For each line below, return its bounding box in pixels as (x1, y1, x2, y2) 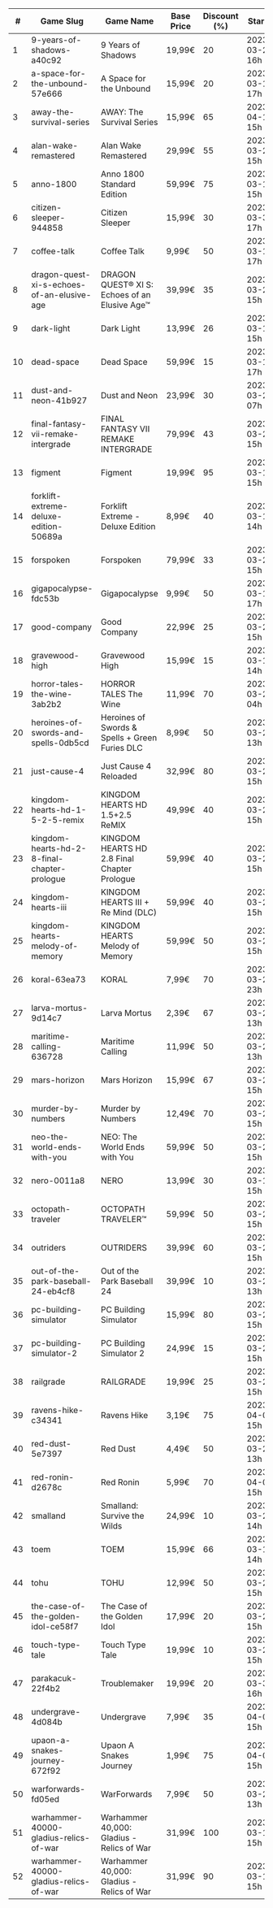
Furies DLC (100, 743, 144, 753)
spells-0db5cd (31, 737, 89, 748)
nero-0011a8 (31, 1175, 85, 1186)
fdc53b (31, 593, 59, 604)
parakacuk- (31, 1673, 77, 1684)
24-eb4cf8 (31, 1286, 76, 1297)
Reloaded (100, 771, 137, 782)
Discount (202, 11, 239, 21)
